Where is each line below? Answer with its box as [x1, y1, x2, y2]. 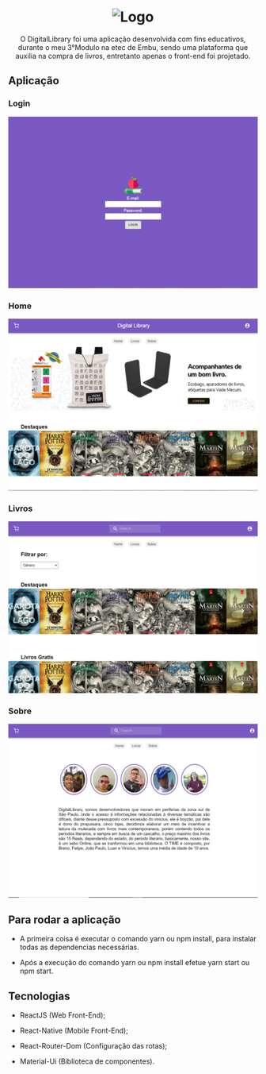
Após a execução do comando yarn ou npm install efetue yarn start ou [19, 958, 250, 968]
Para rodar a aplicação [8, 913, 121, 926]
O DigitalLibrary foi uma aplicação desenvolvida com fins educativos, [20, 34, 246, 44]
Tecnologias [8, 989, 70, 1003]
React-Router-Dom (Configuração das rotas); [19, 1041, 168, 1051]
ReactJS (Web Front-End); [19, 1010, 106, 1020]
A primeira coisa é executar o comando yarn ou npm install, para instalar [19, 934, 257, 944]
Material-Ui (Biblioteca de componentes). [19, 1057, 155, 1066]
